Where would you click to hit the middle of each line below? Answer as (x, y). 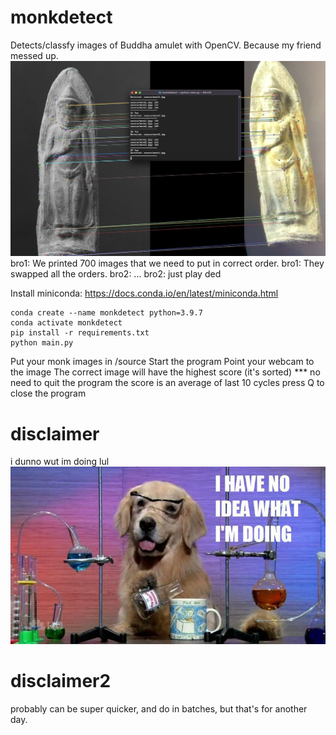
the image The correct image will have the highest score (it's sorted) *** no (165, 372)
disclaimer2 (61, 681)
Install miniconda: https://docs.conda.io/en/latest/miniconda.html (144, 293)
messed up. (34, 55)
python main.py (42, 343)
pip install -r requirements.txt (80, 333)
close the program (48, 393)
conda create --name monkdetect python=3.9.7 (106, 313)
